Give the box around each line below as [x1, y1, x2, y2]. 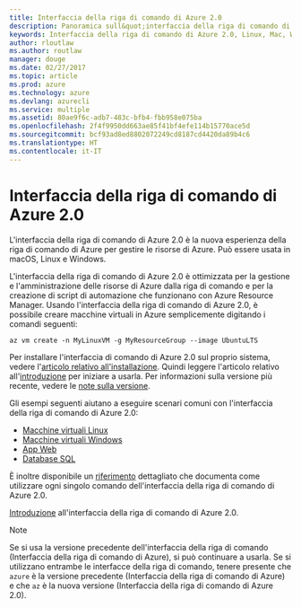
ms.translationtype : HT [9, 138, 99, 147]
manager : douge [9, 55, 66, 64]
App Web [21, 444, 57, 454]
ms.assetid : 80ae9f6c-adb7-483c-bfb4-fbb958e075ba [9, 113, 202, 122]
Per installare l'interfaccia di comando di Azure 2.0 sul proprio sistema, [9, 351, 271, 362]
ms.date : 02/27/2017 [9, 64, 87, 73]
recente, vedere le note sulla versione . [9, 380, 150, 391]
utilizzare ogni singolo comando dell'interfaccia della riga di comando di [9, 480, 275, 490]
